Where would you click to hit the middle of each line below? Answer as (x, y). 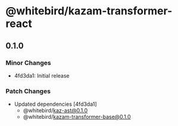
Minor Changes (28, 63)
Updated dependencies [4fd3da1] (55, 104)
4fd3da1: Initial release (42, 75)
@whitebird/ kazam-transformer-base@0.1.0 (77, 117)
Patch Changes (28, 91)
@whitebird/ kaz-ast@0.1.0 (55, 110)
